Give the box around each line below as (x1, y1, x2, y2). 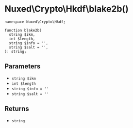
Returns (4, 105, 30, 113)
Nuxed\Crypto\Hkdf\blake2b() (4, 3, 129, 15)
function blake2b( (4, 28, 42, 32)
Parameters (4, 62, 41, 71)
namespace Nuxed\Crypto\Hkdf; (4, 19, 66, 24)
